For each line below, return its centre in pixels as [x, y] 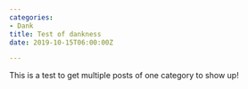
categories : [31, 17]
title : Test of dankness [55, 34]
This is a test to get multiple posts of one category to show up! [124, 76]
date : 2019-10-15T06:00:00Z [62, 42]
